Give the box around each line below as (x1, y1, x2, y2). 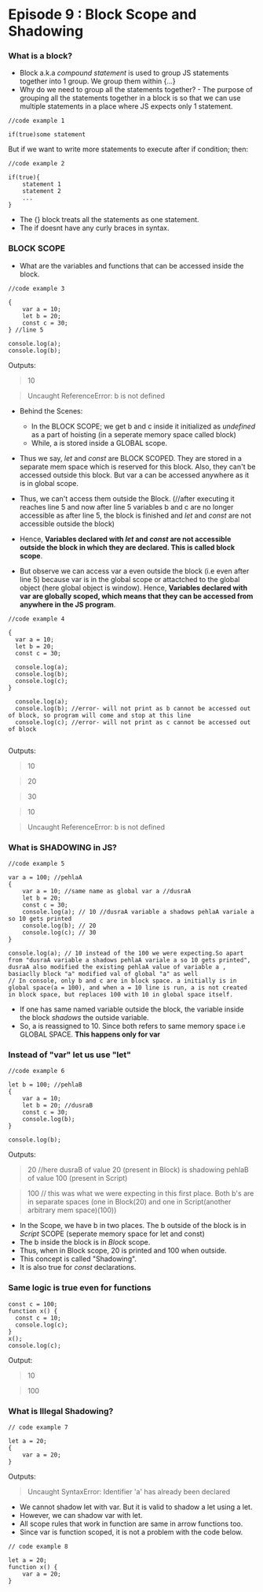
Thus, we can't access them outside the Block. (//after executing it (19, 494, 236, 503)
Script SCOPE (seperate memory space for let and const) (19, 1229, 206, 1238)
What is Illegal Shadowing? (8, 1405, 114, 1416)
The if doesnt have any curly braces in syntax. (19, 223, 170, 233)
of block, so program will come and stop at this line (8, 711, 192, 719)
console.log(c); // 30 (22, 929, 97, 937)
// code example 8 (8, 1542, 68, 1550)
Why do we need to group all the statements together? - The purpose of (19, 85, 254, 95)
